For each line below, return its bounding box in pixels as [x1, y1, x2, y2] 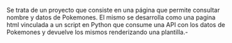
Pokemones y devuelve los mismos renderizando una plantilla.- [6, 28, 189, 36]
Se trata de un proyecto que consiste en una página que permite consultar [6, 6, 220, 14]
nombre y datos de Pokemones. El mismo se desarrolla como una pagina [6, 13, 216, 21]
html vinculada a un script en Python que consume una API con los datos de [6, 21, 226, 28]
